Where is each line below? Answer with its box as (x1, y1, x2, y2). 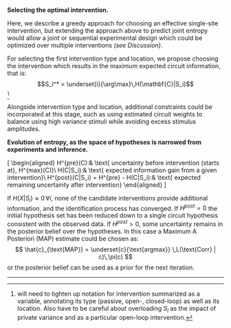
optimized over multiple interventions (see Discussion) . (7, 41, 163, 49)
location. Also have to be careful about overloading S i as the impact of (16, 305, 217, 314)
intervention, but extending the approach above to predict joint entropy (7, 27, 208, 34)
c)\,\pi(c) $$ (98, 253, 133, 261)
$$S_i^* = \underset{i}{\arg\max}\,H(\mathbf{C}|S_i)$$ (37, 80, 194, 88)
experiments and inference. (7, 145, 88, 154)
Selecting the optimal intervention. (7, 6, 109, 14)
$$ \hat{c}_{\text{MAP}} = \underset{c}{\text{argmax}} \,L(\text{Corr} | (14, 245, 217, 254)
